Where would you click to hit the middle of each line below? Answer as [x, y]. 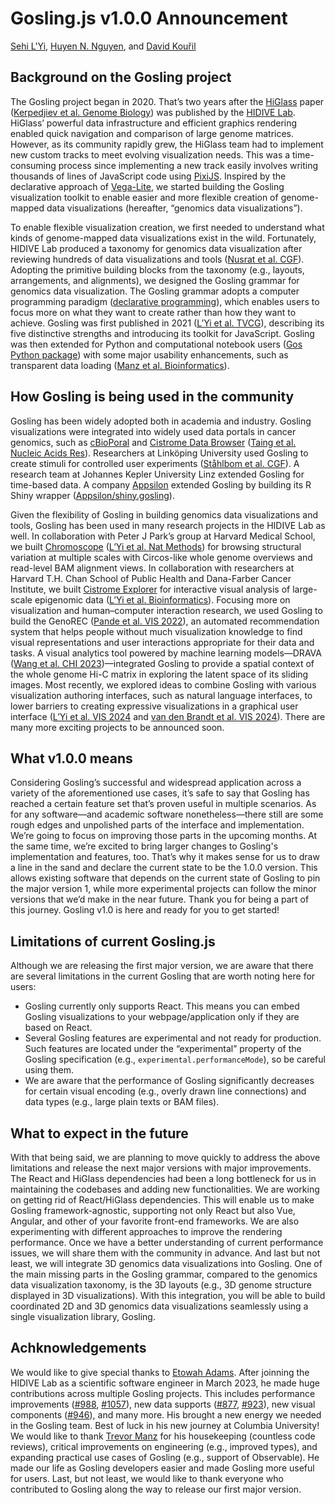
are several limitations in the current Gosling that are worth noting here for [163, 976]
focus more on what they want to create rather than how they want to [153, 312]
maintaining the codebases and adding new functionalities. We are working [165, 1189]
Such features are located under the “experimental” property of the [163, 1049]
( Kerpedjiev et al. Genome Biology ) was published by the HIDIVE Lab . [153, 112]
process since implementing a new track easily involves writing [188, 165]
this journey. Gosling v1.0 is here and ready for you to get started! [145, 910]
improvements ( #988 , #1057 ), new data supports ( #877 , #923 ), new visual [163, 1404]
